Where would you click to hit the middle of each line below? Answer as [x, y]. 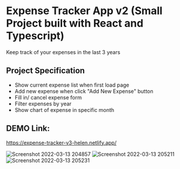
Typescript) [35, 36]
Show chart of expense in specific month [64, 110]
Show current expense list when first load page [72, 85]
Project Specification [46, 71]
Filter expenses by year [43, 104]
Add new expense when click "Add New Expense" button [84, 91]
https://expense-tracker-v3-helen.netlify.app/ [61, 143]
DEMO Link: [28, 129]
